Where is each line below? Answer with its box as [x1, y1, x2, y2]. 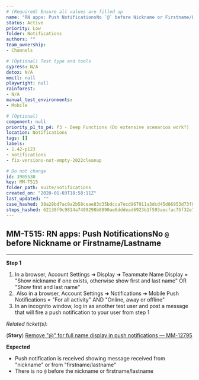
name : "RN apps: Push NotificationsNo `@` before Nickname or [6, 14, 163, 20]
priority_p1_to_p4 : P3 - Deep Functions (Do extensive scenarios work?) [6, 124, 190, 130]
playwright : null [6, 80, 49, 86]
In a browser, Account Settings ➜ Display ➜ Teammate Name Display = [14, 271, 188, 278]
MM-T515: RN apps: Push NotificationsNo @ [6, 228, 169, 238]
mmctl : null [6, 75, 36, 81]
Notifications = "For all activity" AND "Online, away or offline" [14, 296, 165, 303]
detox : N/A [6, 69, 33, 75]
